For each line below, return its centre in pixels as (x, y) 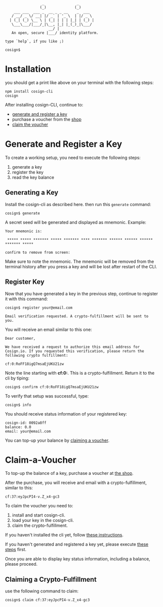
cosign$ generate (23, 213)
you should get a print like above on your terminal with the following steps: (79, 82)
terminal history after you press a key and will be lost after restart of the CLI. (81, 266)
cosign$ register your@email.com (39, 308)
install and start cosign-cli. (39, 515)
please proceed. (21, 564)
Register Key (25, 282)
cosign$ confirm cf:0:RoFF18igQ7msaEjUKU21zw (52, 387)
